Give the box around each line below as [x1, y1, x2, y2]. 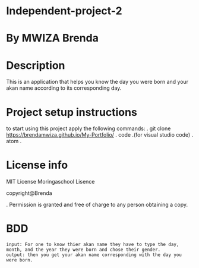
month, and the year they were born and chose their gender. [6, 247, 161, 253]
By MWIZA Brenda [6, 31, 99, 45]
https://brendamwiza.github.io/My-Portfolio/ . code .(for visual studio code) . [6, 131, 194, 138]
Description [6, 58, 65, 72]
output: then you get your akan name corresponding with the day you [6, 252, 182, 258]
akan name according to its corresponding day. [6, 84, 122, 92]
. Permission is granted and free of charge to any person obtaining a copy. [6, 201, 188, 209]
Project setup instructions [6, 105, 138, 119]
